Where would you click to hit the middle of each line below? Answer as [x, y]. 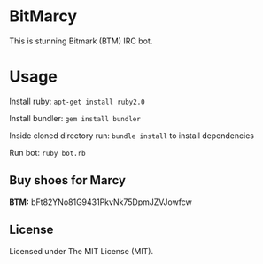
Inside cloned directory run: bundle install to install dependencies [132, 136]
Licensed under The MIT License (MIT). [81, 251]
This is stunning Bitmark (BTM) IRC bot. [81, 41]
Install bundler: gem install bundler [75, 118]
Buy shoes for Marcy [68, 180]
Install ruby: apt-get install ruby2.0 [77, 101]
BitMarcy [43, 16]
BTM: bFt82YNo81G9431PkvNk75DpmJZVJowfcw [101, 202]
